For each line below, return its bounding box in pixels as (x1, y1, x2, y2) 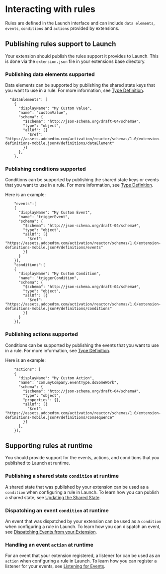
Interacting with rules (5, 3, 95, 15)
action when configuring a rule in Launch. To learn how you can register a (5, 558, 157, 564)
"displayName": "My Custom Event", (18, 210, 92, 215)
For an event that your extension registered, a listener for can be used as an (5, 553, 161, 559)
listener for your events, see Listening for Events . (5, 563, 106, 570)
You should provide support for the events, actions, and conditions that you (5, 455, 160, 461)
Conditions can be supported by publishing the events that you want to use (5, 342, 159, 348)
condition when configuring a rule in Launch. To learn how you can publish (5, 489, 159, 495)
